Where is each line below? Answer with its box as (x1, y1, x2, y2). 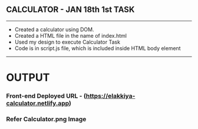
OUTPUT (6, 71, 50, 84)
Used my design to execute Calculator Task (14, 38, 121, 45)
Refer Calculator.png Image (6, 115, 87, 123)
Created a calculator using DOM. (14, 26, 94, 33)
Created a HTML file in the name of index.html (14, 32, 127, 39)
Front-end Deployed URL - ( (6, 91, 87, 100)
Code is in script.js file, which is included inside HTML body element (14, 44, 181, 52)
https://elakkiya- (85, 91, 136, 100)
